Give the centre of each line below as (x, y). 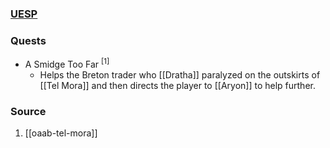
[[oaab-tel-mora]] (61, 133)
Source (28, 111)
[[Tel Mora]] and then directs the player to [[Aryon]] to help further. (177, 85)
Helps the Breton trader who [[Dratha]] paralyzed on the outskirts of (180, 74)
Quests (28, 40)
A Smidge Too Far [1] (67, 63)
